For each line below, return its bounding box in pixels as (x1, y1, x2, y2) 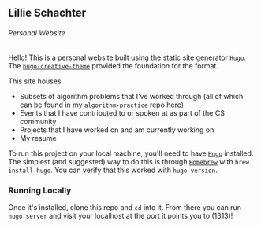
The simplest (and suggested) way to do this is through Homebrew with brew (8, 156, 250, 166)
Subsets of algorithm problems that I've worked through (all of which (19, 91, 244, 101)
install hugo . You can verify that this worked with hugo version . (8, 165, 218, 175)
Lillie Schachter (8, 6, 87, 20)
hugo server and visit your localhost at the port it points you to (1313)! (8, 211, 233, 220)
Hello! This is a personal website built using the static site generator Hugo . (8, 53, 247, 62)
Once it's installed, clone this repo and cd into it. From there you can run (8, 202, 242, 211)
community (19, 116, 57, 126)
